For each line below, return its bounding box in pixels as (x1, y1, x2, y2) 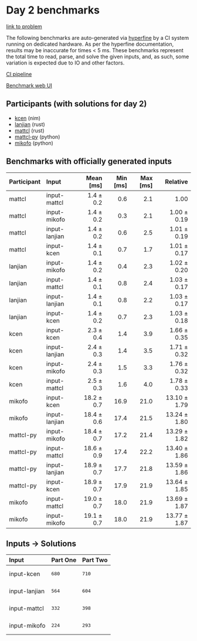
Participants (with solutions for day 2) (6, 99, 147, 109)
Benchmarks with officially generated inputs (6, 157, 172, 167)
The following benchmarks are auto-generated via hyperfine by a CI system (6, 34, 189, 41)
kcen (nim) (14, 114, 41, 121)
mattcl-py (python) (14, 133, 60, 140)
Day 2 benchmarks (6, 4, 100, 17)
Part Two (81, 556, 108, 564)
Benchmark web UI (6, 82, 53, 89)
